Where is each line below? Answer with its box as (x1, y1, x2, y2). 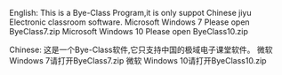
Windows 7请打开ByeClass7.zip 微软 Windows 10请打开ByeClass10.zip (9, 56, 267, 65)
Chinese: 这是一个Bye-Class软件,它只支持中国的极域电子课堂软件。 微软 (9, 44, 273, 55)
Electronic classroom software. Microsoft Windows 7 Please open (9, 17, 251, 27)
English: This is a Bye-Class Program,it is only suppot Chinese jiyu (9, 8, 252, 18)
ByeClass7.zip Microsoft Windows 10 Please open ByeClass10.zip (9, 26, 249, 36)
